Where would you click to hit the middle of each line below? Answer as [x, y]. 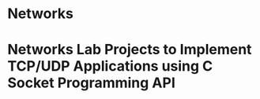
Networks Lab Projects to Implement [130, 50]
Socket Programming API [91, 83]
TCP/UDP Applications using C [110, 66]
